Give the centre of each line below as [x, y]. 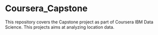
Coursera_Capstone [46, 9]
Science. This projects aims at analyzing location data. [60, 27]
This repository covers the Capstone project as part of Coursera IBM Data [79, 22]
